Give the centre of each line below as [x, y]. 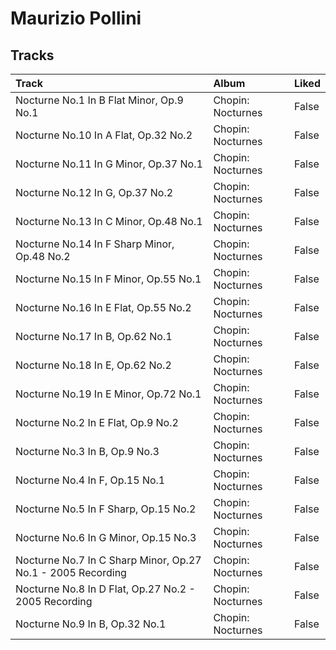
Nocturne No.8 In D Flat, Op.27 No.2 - [105, 589]
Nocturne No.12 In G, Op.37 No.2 [94, 192]
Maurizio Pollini [76, 18]
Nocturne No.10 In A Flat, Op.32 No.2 [104, 135]
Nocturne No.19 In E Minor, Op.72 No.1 [108, 394]
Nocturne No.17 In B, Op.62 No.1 [94, 336]
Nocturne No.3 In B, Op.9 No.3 [87, 451]
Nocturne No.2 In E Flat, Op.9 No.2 [97, 422]
